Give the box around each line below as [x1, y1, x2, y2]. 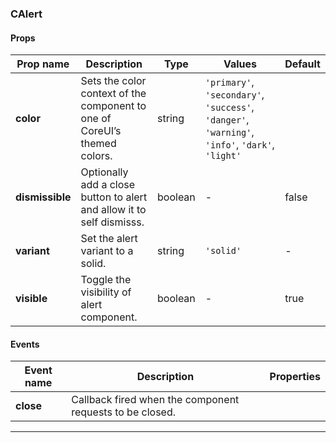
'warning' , [204, 125, 255, 139]
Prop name [16, 57, 70, 71]
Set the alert [80, 232, 138, 246]
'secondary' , [204, 88, 265, 102]
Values [223, 57, 258, 71]
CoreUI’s [80, 124, 122, 138]
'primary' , [204, 75, 255, 89]
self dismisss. [80, 215, 145, 229]
